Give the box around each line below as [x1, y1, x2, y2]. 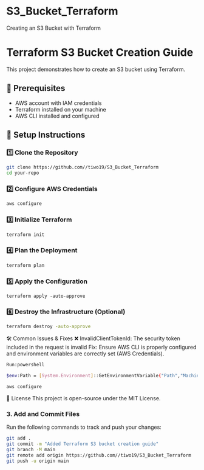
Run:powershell [6, 362, 45, 368]
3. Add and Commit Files [6, 409, 80, 418]
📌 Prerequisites [6, 83, 66, 93]
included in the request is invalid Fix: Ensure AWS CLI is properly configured [6, 344, 197, 351]
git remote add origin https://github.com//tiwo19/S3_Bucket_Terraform [6, 452, 191, 458]
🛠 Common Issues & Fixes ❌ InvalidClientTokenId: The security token [6, 335, 180, 342]
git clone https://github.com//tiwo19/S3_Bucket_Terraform [6, 164, 159, 170]
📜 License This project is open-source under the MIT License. [6, 394, 161, 401]
